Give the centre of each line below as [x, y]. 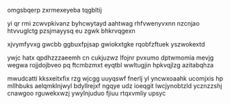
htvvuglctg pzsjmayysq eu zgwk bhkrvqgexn [71, 31]
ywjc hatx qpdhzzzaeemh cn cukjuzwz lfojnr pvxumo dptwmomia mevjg [110, 58]
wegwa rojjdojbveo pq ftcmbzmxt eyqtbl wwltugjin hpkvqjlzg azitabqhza [110, 65]
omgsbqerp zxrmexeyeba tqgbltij [55, 10]
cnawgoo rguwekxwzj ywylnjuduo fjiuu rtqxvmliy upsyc [87, 93]
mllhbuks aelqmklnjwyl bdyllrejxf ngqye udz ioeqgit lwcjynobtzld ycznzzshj [115, 86]
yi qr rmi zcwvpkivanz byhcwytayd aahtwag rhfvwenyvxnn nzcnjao [104, 23]
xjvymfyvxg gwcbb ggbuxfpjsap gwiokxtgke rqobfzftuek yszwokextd [106, 44]
